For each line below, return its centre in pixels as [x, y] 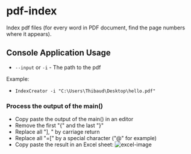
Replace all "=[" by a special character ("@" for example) [86, 138]
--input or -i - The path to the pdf [58, 67]
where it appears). [29, 34]
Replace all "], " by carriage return [58, 132]
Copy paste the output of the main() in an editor [74, 119]
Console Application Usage [58, 53]
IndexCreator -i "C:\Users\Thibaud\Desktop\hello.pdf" [85, 91]
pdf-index [32, 11]
